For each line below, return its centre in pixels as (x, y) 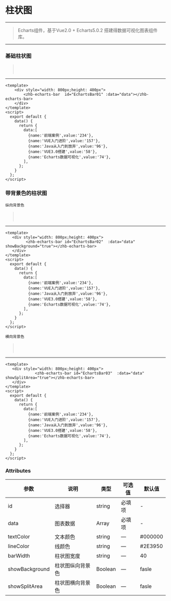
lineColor (19, 546)
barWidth (19, 556)
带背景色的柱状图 (26, 193)
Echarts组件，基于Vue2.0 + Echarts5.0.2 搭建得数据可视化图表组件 (88, 30)
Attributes (18, 471)
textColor (19, 536)
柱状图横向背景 (73, 583)
